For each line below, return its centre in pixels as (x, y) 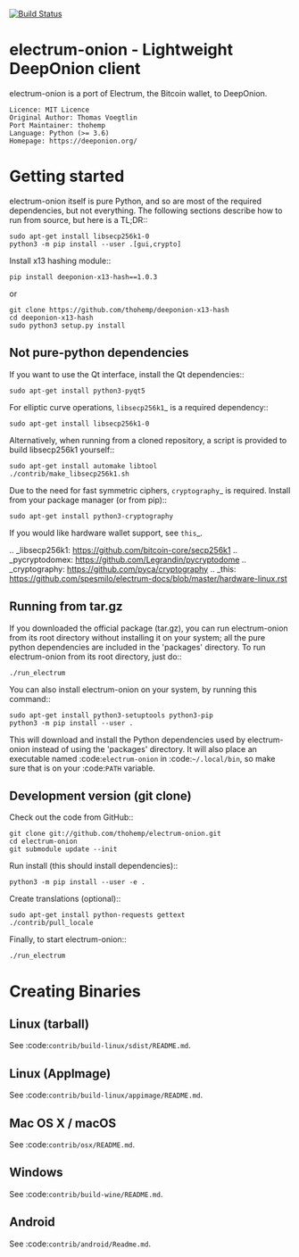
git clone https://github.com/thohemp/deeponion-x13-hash (119, 310)
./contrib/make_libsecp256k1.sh (69, 474)
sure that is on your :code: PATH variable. (83, 768)
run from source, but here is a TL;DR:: (79, 219)
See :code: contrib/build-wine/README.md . (86, 1194)
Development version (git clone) (100, 795)
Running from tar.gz (66, 607)
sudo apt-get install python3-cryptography (91, 516)
